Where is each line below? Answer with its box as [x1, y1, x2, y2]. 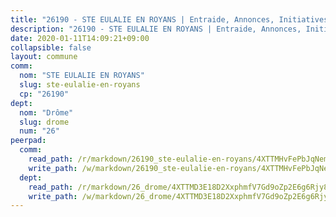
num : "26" [19, 126, 60, 136]
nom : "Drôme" [19, 107, 74, 118]
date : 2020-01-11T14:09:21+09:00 [10, 33, 150, 43]
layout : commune [10, 52, 78, 62]
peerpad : [10, 136, 47, 146]
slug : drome [19, 117, 70, 127]
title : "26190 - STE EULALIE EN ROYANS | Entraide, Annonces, [10, 14, 275, 25]
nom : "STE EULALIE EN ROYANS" [19, 71, 145, 81]
